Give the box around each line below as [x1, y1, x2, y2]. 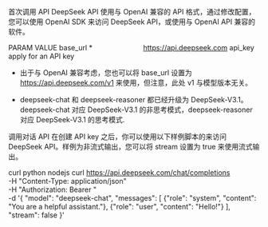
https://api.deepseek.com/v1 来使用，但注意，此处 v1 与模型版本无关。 [19, 78, 253, 87]
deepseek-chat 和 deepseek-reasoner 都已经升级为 [19, 95, 190, 104]
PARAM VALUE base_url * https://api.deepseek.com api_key [8, 43, 255, 52]
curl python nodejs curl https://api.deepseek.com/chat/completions [8, 168, 231, 177]
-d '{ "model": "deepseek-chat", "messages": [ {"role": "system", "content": [8, 193, 257, 202]
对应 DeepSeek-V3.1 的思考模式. [19, 115, 125, 124]
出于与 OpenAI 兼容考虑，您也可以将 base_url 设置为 [19, 68, 193, 78]
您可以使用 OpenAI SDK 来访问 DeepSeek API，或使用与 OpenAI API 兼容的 [8, 17, 255, 26]
